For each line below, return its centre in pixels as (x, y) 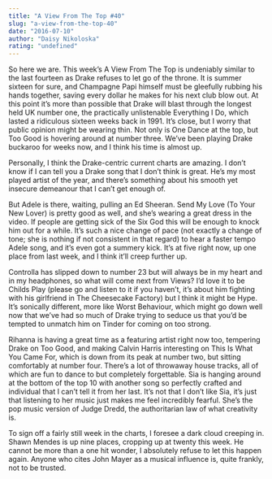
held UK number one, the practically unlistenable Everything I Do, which (129, 113)
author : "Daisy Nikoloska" (54, 39)
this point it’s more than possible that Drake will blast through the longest (130, 104)
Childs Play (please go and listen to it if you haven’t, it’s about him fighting (132, 290)
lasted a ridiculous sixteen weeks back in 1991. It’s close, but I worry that (130, 121)
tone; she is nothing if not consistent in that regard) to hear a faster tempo (132, 239)
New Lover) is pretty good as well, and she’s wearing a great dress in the (130, 213)
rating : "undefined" (43, 46)
